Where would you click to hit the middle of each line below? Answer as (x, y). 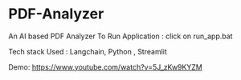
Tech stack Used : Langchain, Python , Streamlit (88, 51)
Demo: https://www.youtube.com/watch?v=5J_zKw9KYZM (105, 67)
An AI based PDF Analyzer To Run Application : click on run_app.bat (120, 36)
